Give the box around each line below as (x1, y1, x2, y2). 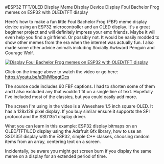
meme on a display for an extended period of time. (5, 153, 107, 159)
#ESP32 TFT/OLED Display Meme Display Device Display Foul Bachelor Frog (5, 4, 160, 10)
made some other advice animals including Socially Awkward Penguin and (5, 45, 155, 50)
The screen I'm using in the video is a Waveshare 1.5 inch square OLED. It (5, 103, 153, 109)
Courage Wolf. (5, 50, 34, 56)
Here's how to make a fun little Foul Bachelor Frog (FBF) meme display (5, 19, 147, 24)
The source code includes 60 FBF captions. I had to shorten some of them (5, 83, 155, 89)
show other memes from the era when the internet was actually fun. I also (5, 40, 154, 45)
